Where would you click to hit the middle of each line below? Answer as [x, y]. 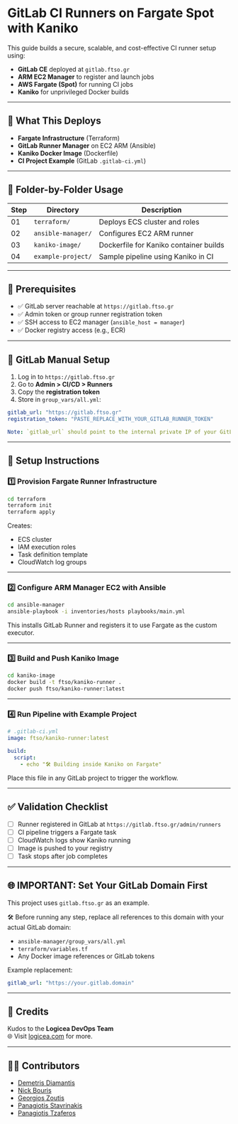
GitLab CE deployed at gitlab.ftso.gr [73, 69]
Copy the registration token [59, 392]
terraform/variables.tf [53, 949]
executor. [21, 633]
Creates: [20, 526]
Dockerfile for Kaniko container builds [161, 245]
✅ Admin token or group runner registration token [90, 314]
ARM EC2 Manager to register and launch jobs [86, 77]
